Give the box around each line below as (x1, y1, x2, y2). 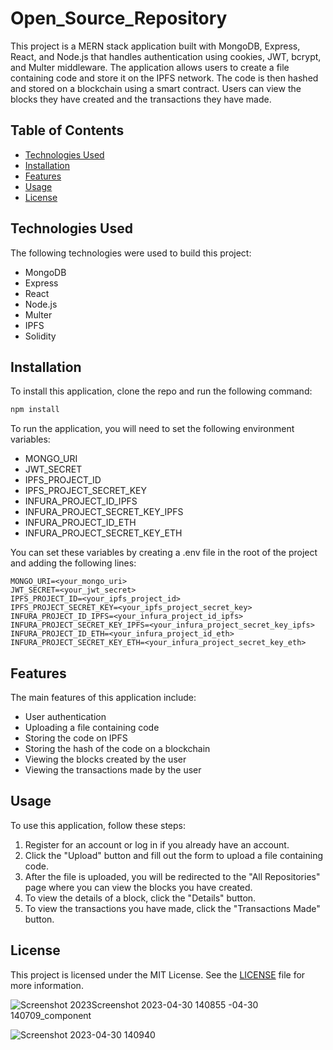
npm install (10, 405, 60, 415)
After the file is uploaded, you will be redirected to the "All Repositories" (24, 870, 321, 882)
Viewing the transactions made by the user (24, 764, 202, 776)
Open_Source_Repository (10, 7, 228, 30)
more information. (10, 979, 84, 991)
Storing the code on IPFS (24, 732, 128, 744)
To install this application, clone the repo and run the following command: (10, 385, 313, 397)
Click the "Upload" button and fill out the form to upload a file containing (24, 849, 323, 861)
